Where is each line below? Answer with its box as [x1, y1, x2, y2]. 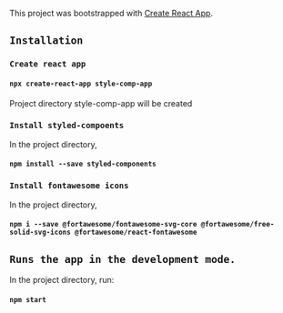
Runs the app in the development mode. [9, 252, 237, 266]
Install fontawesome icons [9, 181, 129, 191]
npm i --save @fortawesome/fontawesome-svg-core [9, 220, 197, 229]
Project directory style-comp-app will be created [9, 97, 193, 108]
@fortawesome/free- [200, 220, 275, 229]
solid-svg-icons [9, 227, 71, 237]
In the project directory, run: [9, 275, 115, 286]
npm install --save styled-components [9, 159, 157, 169]
